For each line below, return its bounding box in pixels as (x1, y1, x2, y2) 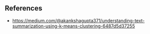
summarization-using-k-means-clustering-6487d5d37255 (12, 23, 135, 29)
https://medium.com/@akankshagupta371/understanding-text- (12, 17, 145, 23)
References (5, 4, 42, 13)
